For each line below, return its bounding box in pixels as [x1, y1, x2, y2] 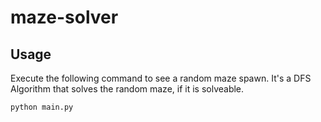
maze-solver [10, 6, 119, 29]
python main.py [10, 102, 74, 112]
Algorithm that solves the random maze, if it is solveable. [10, 83, 245, 95]
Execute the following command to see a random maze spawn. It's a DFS [10, 72, 312, 84]
